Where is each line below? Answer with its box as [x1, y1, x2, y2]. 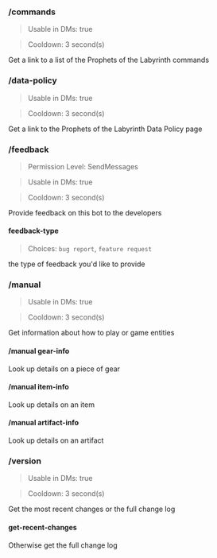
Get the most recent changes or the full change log [8, 504, 176, 514]
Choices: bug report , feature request [27, 244, 153, 254]
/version [8, 455, 42, 467]
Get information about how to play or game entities [8, 328, 175, 338]
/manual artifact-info [8, 418, 79, 428]
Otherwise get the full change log [8, 540, 118, 550]
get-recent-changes [8, 522, 77, 532]
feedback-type [8, 226, 59, 236]
